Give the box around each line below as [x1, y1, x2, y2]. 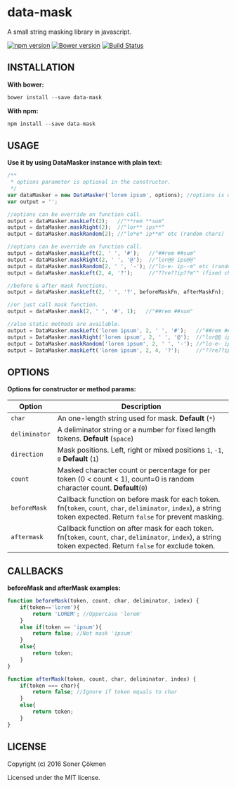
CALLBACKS [7, 565, 64, 577]
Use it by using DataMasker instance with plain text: [7, 158, 163, 167]
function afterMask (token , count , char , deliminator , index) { [7, 675, 197, 683]
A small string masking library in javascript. [7, 27, 132, 36]
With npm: [7, 106, 39, 115]
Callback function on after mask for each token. [57, 524, 214, 534]
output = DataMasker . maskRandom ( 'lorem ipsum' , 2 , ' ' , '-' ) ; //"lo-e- [7, 340, 222, 347]
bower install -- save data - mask [7, 94, 102, 101]
